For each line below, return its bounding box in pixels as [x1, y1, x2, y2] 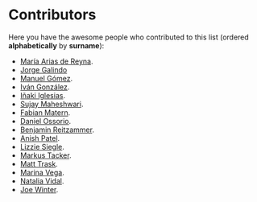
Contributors [8, 6, 97, 24]
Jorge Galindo [19, 64, 68, 74]
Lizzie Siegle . [19, 142, 64, 151]
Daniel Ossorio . [19, 116, 72, 126]
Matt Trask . [19, 159, 58, 168]
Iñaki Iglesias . [19, 90, 66, 100]
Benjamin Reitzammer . [19, 125, 95, 134]
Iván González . [19, 82, 70, 92]
